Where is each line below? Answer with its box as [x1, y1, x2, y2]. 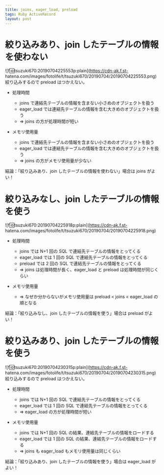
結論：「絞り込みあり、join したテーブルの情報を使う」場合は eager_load [5, 459, 151, 465]
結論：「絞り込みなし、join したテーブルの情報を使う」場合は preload [5, 310, 143, 316]
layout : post [5, 16, 32, 21]
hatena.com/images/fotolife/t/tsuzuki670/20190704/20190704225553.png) [5, 73, 157, 79]
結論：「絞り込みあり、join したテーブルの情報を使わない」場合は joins [5, 168, 146, 174]
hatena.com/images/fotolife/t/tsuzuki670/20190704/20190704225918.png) [5, 228, 156, 234]
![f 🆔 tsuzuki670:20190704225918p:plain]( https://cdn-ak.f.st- [5, 222, 128, 228]
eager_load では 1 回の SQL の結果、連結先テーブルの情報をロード [19, 436, 153, 442]
